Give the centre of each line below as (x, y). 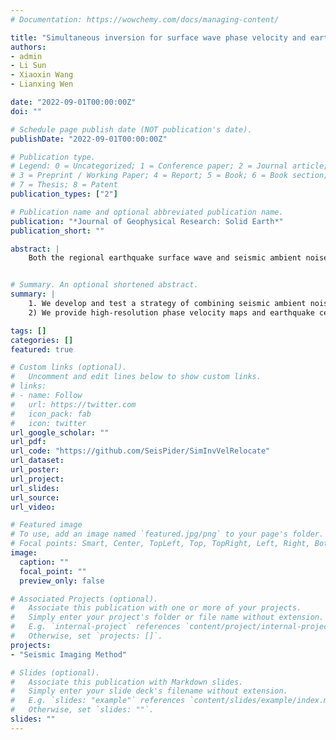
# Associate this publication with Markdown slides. (127, 682)
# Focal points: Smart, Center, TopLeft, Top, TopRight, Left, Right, (160, 544)
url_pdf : (28, 442)
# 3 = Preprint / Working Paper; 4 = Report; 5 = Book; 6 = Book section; (169, 176)
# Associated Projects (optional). (84, 599)
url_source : (35, 497)
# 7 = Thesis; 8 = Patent (64, 185)
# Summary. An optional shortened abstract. (104, 285)
